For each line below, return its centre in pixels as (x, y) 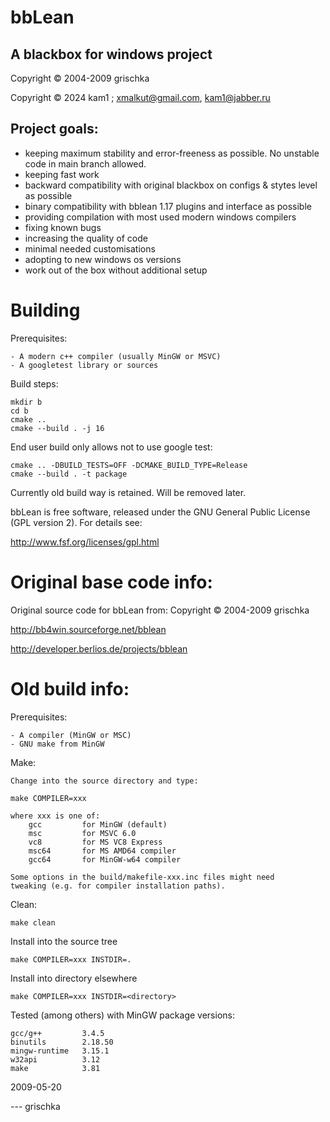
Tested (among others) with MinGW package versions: (122, 1015)
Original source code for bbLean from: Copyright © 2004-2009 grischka (160, 610)
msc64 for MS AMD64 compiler (102, 851)
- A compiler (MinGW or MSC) (71, 735)
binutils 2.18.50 (62, 1042)
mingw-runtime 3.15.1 (60, 1051)
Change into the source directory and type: (104, 781)
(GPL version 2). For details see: (76, 522)
